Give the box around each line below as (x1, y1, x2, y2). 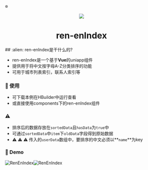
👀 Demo (5, 149, 24, 155)
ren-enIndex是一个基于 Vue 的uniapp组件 (12, 57, 93, 62)
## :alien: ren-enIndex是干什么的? (5, 46, 73, 52)
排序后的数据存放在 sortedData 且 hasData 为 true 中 (12, 124, 109, 130)
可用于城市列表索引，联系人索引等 (12, 69, 81, 75)
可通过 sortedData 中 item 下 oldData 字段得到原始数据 (12, 130, 114, 136)
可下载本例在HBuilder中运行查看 (12, 94, 77, 100)
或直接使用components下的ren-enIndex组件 (12, 100, 100, 106)
